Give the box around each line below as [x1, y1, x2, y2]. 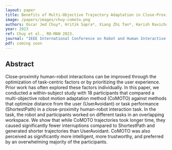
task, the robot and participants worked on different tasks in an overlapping [5, 111, 164, 118]
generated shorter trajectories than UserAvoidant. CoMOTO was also [5, 127, 150, 134]
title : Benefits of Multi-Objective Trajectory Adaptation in [5, 12, 141, 17]
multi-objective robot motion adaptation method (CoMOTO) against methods [5, 95, 167, 101]
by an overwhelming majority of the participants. [5, 139, 108, 145]
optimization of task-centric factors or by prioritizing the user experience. [5, 79, 160, 85]
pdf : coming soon [5, 41, 42, 46]
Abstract [5, 60, 34, 69]
